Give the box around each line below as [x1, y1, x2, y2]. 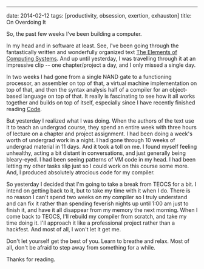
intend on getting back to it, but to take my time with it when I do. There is [6, 187, 191, 194]
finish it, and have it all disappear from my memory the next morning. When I [6, 206, 198, 213]
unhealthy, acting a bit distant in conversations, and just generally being [6, 149, 186, 157]
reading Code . [6, 106, 42, 112]
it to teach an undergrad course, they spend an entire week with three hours [6, 124, 197, 131]
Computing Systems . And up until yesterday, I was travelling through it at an [6, 55, 196, 62]
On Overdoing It [6, 19, 47, 26]
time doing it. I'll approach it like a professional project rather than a [6, 219, 175, 226]
